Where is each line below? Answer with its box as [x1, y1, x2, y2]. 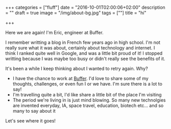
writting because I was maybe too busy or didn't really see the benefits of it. [5, 56, 165, 62]
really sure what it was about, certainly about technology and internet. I [5, 45, 155, 50]
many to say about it [12, 108, 56, 114]
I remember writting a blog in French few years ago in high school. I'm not [5, 39, 161, 45]
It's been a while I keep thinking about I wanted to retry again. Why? [5, 66, 148, 71]
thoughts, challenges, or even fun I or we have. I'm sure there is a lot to [12, 81, 162, 87]
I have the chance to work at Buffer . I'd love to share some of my [12, 75, 149, 81]
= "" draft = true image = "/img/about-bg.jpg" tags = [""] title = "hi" [5, 10, 146, 16]
